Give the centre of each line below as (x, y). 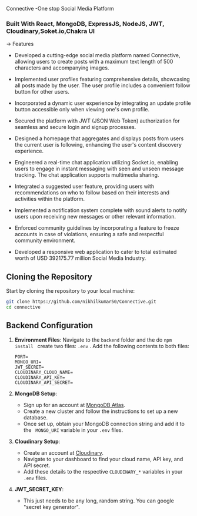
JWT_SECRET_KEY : (39, 489)
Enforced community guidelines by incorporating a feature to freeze (97, 228)
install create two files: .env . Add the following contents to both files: (102, 346)
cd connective (24, 307)
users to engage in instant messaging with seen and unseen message (99, 169)
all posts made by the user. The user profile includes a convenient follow (102, 85)
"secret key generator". (52, 507)
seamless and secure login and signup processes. (75, 127)
